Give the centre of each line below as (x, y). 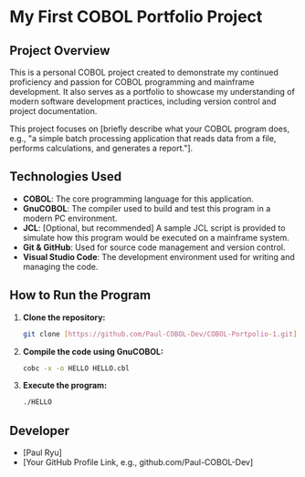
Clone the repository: (64, 317)
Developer (40, 430)
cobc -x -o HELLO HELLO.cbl (76, 368)
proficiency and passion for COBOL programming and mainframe (132, 82)
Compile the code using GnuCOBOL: (93, 351)
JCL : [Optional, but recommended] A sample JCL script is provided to (154, 228)
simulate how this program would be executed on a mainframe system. (156, 237)
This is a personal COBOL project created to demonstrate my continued (144, 72)
